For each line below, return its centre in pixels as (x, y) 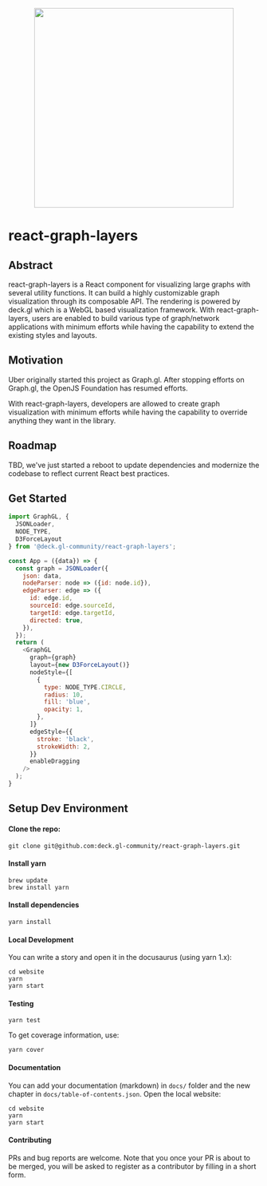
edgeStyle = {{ (51, 732)
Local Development (41, 939)
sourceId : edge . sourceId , (72, 606)
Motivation (36, 361)
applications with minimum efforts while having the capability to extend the (132, 327)
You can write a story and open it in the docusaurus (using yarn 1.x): (120, 958)
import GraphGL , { (39, 517)
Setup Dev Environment (69, 809)
